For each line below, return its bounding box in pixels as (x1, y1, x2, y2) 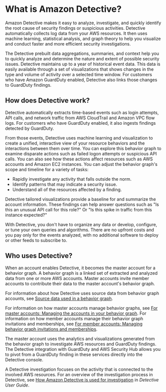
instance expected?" (5, 212, 48, 218)
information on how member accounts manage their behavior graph (5, 315, 144, 321)
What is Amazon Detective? (5, 3, 122, 15)
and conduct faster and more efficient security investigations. (5, 41, 131, 47)
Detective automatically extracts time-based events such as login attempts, (5, 109, 159, 115)
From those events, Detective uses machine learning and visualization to (5, 135, 153, 141)
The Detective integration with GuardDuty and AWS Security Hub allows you (5, 346, 161, 352)
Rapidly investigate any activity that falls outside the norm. (12, 176, 132, 182)
